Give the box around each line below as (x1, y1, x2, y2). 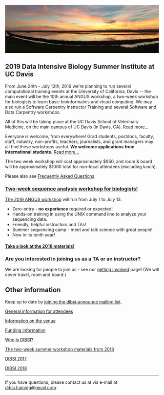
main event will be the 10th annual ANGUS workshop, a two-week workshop (5, 93, 159, 99)
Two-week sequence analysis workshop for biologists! (5, 185, 138, 192)
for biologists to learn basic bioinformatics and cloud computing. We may (5, 98, 152, 105)
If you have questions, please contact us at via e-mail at (5, 379, 118, 385)
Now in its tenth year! (12, 232, 55, 238)
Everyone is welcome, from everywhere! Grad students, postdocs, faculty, (5, 133, 155, 139)
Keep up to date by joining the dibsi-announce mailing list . (5, 299, 122, 304)
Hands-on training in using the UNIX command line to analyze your (12, 211, 147, 217)
